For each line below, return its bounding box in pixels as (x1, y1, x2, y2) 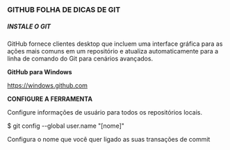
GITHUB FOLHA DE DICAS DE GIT (7, 5, 121, 15)
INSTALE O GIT (7, 22, 51, 31)
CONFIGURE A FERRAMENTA (7, 94, 92, 103)
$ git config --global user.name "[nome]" (7, 122, 125, 130)
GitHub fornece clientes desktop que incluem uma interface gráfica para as (7, 40, 223, 48)
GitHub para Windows (7, 67, 72, 76)
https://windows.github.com (7, 81, 88, 90)
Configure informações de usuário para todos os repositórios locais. (7, 108, 203, 116)
